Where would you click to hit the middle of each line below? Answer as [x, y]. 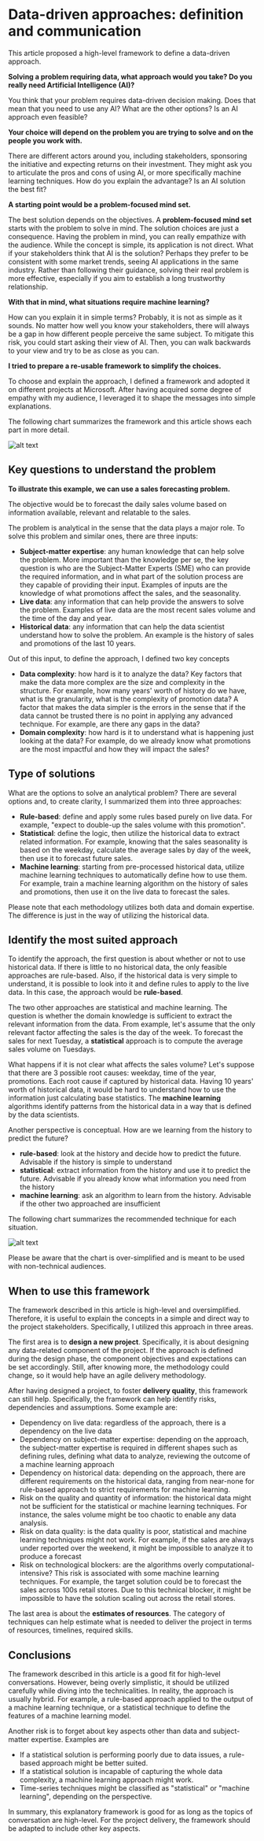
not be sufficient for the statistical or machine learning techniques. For [133, 1506]
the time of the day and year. [66, 618]
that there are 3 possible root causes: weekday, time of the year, [112, 1073]
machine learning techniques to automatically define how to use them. [133, 874]
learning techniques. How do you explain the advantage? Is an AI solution [127, 181]
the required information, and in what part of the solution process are [131, 576]
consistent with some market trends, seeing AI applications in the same [123, 261]
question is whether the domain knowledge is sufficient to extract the [120, 1016]
